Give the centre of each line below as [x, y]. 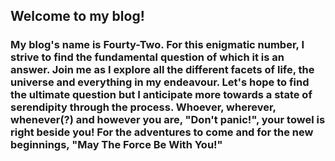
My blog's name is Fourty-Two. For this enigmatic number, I [157, 45]
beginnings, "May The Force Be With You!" [116, 145]
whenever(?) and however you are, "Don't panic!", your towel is [168, 120]
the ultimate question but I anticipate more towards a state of [161, 95]
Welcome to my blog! [77, 16]
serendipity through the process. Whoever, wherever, [143, 107]
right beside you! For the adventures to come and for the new [162, 132]
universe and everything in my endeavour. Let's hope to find [160, 82]
